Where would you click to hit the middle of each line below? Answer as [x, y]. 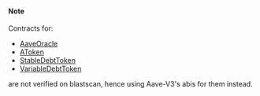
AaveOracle [39, 44]
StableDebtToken [48, 61]
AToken [32, 52]
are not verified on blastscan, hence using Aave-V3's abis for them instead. [131, 84]
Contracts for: [31, 28]
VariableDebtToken [50, 69]
